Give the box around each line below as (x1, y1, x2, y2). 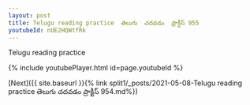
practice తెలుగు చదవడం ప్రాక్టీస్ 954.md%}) (8, 87, 138, 96)
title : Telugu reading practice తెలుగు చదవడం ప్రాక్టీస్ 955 (8, 19, 200, 27)
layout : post (8, 11, 51, 20)
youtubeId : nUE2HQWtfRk (8, 26, 87, 34)
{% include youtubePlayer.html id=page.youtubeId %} (8, 63, 184, 73)
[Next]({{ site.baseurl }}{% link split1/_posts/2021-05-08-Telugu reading (8, 78, 243, 88)
